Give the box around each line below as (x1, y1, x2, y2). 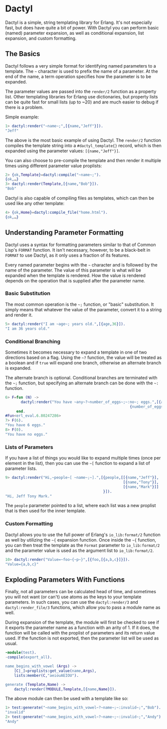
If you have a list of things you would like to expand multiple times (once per (5, 455, 161, 461)
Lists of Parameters (5, 444, 54, 451)
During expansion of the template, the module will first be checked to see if (5, 620, 159, 626)
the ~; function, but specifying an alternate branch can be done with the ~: (5, 380, 159, 386)
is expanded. (5, 365, 32, 371)
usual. (5, 640, 18, 646)
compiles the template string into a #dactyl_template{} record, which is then (5, 142, 162, 148)
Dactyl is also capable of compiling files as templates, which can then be (5, 195, 154, 201)
